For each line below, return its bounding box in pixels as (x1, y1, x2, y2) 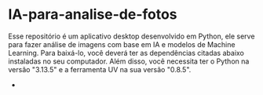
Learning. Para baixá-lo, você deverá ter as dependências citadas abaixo (8, 48, 245, 57)
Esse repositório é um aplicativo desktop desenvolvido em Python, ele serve (8, 31, 255, 41)
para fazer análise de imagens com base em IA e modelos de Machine (8, 39, 236, 49)
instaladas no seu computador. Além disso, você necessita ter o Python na (8, 57, 250, 66)
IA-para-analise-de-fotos (8, 5, 178, 24)
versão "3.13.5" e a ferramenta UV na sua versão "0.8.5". (8, 64, 192, 74)
